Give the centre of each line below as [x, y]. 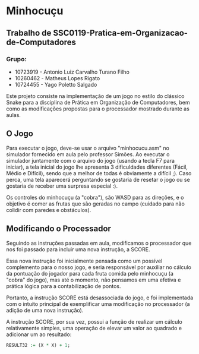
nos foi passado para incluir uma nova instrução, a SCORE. [78, 249]
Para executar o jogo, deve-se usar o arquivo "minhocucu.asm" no [88, 148]
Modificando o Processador [59, 229]
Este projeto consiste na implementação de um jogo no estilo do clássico [95, 96]
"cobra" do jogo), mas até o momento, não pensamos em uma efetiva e [94, 280]
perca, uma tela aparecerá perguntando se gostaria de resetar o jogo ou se [98, 179]
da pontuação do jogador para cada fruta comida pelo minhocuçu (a [90, 273]
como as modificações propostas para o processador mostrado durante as [98, 109]
